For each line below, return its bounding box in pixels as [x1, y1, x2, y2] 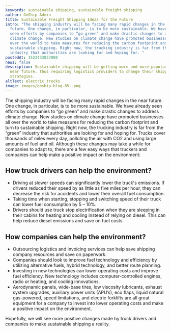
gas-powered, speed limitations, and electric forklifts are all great [12, 295, 150, 301]
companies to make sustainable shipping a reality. [5, 321, 110, 327]
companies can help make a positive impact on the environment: [5, 151, 141, 158]
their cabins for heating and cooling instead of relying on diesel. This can [12, 212, 166, 218]
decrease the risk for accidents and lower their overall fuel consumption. [12, 191, 165, 197]
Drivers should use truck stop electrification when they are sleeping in [12, 207, 160, 213]
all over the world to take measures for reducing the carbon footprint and [5, 119, 159, 125]
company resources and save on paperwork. [12, 251, 107, 258]
